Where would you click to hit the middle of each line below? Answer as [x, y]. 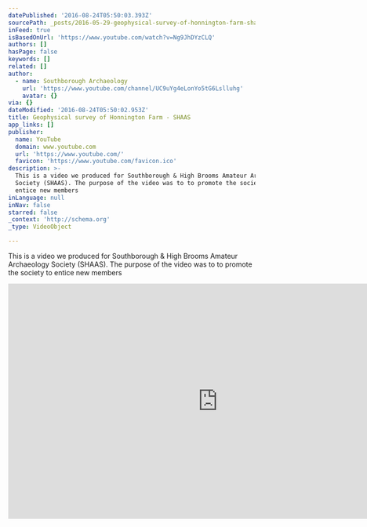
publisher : [26, 132]
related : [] [27, 67]
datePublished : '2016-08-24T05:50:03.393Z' [80, 15]
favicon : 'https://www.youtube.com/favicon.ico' [96, 162]
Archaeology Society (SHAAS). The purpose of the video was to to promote [130, 264]
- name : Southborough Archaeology [71, 81]
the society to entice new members [65, 273]
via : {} [21, 103]
